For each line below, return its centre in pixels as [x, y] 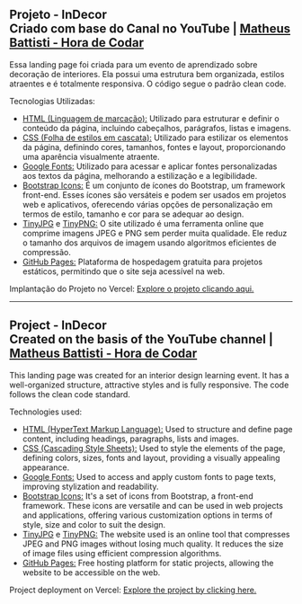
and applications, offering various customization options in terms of [147, 515]
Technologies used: [46, 412]
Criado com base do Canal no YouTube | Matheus [150, 29]
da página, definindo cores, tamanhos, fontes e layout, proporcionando [154, 147]
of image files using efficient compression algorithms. [122, 553]
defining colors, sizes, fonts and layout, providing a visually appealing [151, 457]
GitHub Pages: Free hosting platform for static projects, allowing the [148, 563]
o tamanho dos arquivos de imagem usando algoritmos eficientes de [149, 243]
